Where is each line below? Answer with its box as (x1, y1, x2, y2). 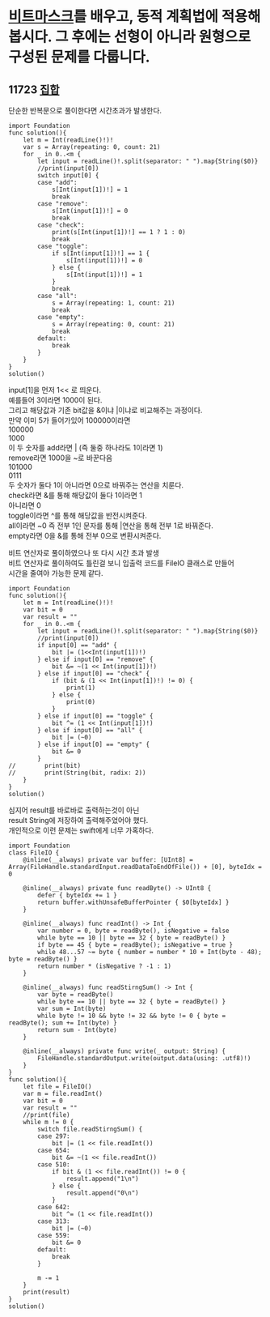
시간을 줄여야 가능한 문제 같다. (8, 569, 103, 578)
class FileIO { (8, 849, 60, 857)
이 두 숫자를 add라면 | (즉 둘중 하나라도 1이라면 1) (8, 443, 163, 452)
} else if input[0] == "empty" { (37, 740, 150, 748)
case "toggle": (37, 242, 89, 250)
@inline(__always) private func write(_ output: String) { (23, 1047, 226, 1055)
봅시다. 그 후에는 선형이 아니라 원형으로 (8, 28, 251, 46)
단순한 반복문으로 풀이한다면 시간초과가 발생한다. (8, 106, 162, 115)
